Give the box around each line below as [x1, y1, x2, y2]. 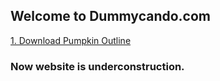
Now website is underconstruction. [10, 59, 185, 73]
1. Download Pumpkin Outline [10, 34, 132, 46]
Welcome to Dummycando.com [10, 8, 211, 25]
